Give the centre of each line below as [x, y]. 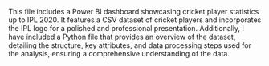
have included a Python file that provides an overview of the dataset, [122, 37]
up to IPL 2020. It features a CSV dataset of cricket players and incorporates [135, 20]
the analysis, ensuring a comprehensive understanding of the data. [119, 54]
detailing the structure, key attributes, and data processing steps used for [130, 45]
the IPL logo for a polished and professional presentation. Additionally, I [126, 28]
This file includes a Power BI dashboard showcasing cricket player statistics [134, 12]
